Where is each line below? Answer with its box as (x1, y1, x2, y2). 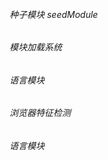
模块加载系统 (9, 41, 62, 53)
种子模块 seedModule (9, 8, 99, 20)
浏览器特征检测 (9, 107, 71, 119)
